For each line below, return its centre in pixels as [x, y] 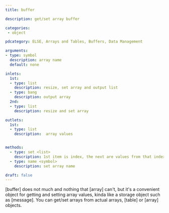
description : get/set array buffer [43, 19]
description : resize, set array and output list [66, 88]
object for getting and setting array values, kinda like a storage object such [83, 195]
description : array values [44, 134]
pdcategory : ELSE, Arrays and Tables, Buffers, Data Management [74, 42]
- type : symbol [21, 56]
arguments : [17, 51]
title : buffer [20, 10]
